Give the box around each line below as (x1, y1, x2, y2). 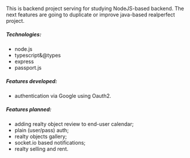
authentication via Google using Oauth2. (14, 92, 112, 99)
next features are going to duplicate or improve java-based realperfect (6, 11, 175, 18)
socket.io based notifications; (14, 139, 86, 146)
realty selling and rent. (14, 145, 69, 152)
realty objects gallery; (14, 133, 67, 140)
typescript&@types (14, 51, 61, 59)
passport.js (14, 64, 42, 71)
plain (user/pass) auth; (14, 126, 69, 133)
